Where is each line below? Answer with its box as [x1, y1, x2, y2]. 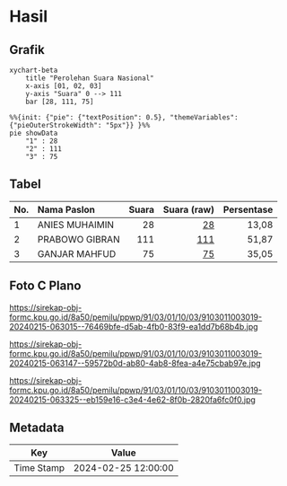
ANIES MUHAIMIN [37, 218, 115, 231]
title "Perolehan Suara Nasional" [25, 74, 154, 83]
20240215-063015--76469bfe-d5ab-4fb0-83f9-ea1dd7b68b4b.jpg [9, 321, 258, 331]
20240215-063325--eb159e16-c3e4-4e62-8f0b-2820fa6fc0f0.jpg [9, 393, 256, 405]
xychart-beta [9, 66, 58, 75]
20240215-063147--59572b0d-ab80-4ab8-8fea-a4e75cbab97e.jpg [9, 358, 262, 368]
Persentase [222, 203, 274, 216]
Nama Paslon [37, 203, 96, 216]
